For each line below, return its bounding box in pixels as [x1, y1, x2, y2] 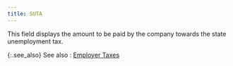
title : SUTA [7, 10, 42, 18]
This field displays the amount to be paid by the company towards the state [7, 29, 227, 38]
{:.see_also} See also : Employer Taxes [7, 51, 120, 59]
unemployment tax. [7, 37, 64, 46]
